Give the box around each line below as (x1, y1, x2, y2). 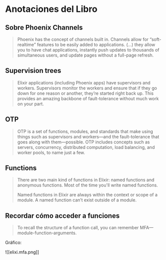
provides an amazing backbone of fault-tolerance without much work (17, 95, 159, 101)
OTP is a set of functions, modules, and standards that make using (17, 128, 154, 134)
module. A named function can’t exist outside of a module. (17, 197, 137, 203)
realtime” (17, 42, 36, 48)
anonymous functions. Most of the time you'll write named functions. (17, 182, 158, 188)
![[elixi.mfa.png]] (5, 249, 40, 255)
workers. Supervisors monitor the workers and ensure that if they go (17, 85, 157, 91)
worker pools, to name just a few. (17, 149, 85, 155)
